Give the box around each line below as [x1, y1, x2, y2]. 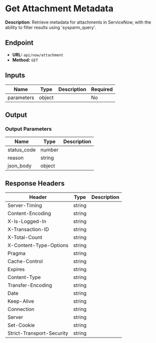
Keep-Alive [7, 298, 34, 305]
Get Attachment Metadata [5, 3, 114, 14]
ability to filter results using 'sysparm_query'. [5, 24, 96, 30]
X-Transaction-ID [7, 226, 49, 233]
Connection [7, 306, 34, 313]
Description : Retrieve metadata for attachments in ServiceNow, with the [5, 19, 152, 25]
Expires [7, 266, 25, 273]
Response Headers [5, 179, 65, 187]
